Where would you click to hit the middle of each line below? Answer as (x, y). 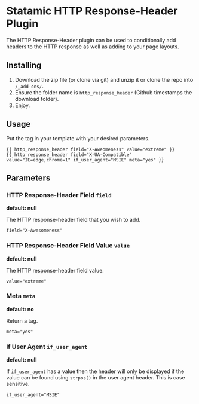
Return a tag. (22, 320)
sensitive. (18, 384)
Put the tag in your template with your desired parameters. (78, 138)
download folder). (37, 99)
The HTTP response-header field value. (55, 270)
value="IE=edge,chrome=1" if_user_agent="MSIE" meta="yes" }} (85, 160)
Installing (24, 65)
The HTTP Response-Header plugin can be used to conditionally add (91, 40)
